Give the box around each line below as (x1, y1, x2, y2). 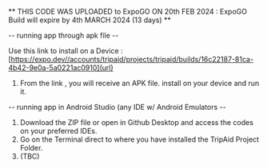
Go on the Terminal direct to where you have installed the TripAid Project (19, 135, 260, 144)
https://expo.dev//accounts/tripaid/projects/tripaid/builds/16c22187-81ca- (10, 55, 254, 64)
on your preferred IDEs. (19, 127, 98, 135)
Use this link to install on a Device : (8, 46, 123, 55)
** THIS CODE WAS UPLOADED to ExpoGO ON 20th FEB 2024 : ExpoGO (8, 7, 248, 16)
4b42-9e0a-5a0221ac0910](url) (8, 63, 114, 72)
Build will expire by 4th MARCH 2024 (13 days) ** (8, 15, 172, 25)
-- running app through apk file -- (8, 31, 119, 40)
